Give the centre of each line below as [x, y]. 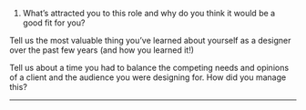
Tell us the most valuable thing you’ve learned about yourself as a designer [150, 40]
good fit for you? [54, 23]
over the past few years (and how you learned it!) [102, 50]
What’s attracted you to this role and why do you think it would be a [149, 13]
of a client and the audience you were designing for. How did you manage [148, 77]
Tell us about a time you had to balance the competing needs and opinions [149, 68]
